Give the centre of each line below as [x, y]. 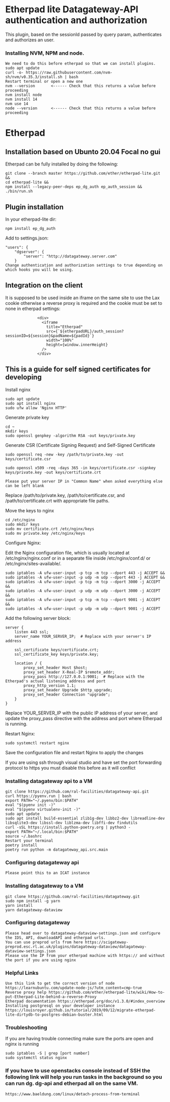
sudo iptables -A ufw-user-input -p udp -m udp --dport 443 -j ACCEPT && [85, 577]
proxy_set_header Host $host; [55, 667]
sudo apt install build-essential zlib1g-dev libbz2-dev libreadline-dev [85, 818]
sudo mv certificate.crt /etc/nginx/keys [50, 529]
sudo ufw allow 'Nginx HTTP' [36, 408]
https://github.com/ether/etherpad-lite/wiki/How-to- [107, 992]
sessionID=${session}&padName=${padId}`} [50, 336]
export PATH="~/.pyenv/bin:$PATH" [42, 800]
